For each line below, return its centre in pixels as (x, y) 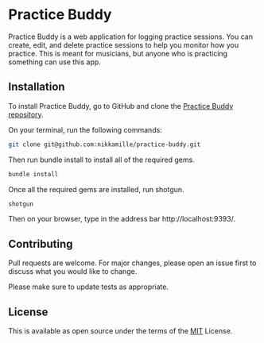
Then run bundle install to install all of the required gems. (101, 160)
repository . (26, 114)
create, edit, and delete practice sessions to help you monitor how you (124, 44)
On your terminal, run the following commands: (85, 129)
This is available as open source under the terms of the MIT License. (120, 331)
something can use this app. (54, 62)
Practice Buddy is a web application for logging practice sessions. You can (130, 37)
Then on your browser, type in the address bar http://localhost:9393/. (122, 219)
